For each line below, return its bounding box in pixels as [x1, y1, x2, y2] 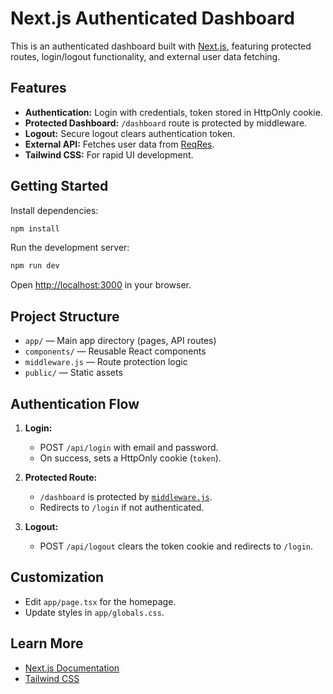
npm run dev [10, 261, 60, 271]
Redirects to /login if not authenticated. [39, 501, 205, 513]
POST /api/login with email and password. [39, 441, 219, 453]
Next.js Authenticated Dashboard [10, 7, 295, 30]
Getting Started [10, 178, 109, 195]
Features [10, 80, 67, 97]
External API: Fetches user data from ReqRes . [24, 138, 215, 150]
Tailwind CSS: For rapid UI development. [24, 148, 194, 161]
